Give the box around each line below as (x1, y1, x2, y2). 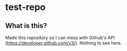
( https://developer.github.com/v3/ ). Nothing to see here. (5, 40, 122, 46)
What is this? (5, 21, 47, 30)
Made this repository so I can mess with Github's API (5, 34, 115, 40)
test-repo (5, 1, 46, 13)
